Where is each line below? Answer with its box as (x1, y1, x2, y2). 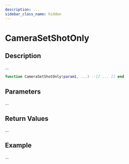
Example (5, 141, 32, 149)
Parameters (5, 87, 41, 96)
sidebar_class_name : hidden (5, 12, 62, 16)
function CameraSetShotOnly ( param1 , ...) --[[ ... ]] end (5, 74, 124, 79)
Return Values (5, 115, 49, 123)
